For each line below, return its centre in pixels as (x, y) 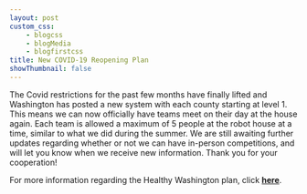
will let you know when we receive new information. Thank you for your (143, 152)
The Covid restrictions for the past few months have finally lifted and (138, 94)
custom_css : (32, 26)
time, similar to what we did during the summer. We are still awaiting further (152, 133)
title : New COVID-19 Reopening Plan (79, 60)
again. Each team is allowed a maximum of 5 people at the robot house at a (151, 123)
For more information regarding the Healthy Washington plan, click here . (146, 179)
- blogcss (45, 35)
